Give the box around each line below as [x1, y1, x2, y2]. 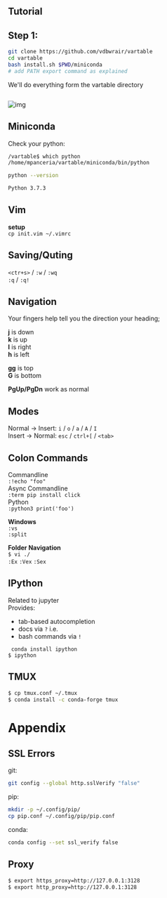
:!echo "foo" [8, 478, 46, 486]
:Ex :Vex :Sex [8, 559, 46, 566]
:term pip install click [8, 492, 81, 499]
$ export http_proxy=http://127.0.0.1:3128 [8, 883, 138, 891]
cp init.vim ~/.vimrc [8, 230, 72, 237]
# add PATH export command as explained [8, 67, 128, 74]
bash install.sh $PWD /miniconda [8, 61, 102, 68]
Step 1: [8, 30, 39, 41]
